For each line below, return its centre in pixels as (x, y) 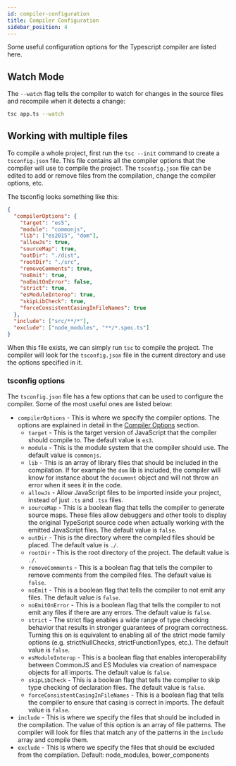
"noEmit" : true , (44, 275)
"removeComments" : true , (56, 269)
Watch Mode (36, 77)
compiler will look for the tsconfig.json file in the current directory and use (117, 355)
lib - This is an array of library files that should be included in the (123, 462)
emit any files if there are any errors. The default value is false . (120, 612)
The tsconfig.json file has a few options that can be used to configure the (116, 396)
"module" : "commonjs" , (53, 229)
